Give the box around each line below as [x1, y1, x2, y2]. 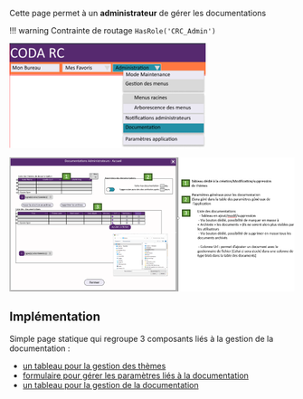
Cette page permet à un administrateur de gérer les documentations [9, 8, 267, 18]
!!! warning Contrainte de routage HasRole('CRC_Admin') [9, 25, 216, 35]
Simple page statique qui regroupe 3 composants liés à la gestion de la [9, 333, 274, 344]
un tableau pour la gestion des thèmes [22, 360, 166, 371]
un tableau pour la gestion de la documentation [22, 379, 199, 390]
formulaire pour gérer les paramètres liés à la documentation [22, 370, 249, 381]
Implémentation [9, 309, 101, 325]
